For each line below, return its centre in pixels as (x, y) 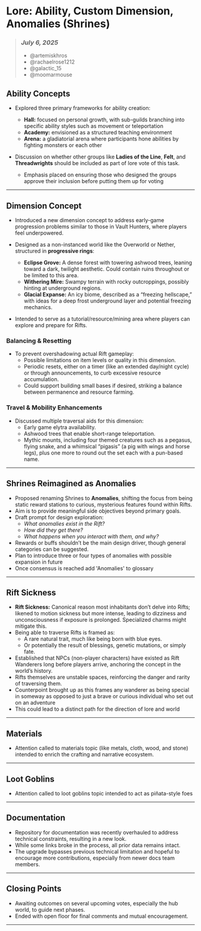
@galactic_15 (45, 68)
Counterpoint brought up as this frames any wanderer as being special (102, 690)
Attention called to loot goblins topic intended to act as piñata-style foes (104, 793)
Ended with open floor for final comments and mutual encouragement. (101, 916)
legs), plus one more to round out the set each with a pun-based (103, 453)
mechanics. (38, 307)
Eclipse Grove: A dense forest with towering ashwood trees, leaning (108, 263)
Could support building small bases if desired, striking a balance (103, 386)
